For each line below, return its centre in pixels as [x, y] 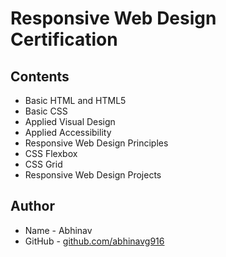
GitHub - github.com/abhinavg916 [94, 241]
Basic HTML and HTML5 [75, 100]
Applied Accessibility [68, 132]
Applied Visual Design [70, 121]
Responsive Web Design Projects [93, 175]
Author [32, 206]
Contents [40, 76]
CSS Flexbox [51, 153]
